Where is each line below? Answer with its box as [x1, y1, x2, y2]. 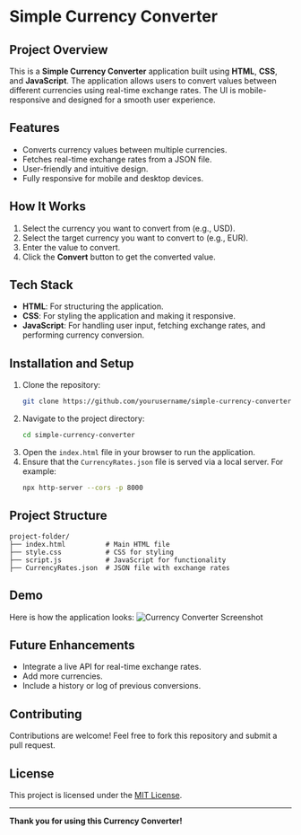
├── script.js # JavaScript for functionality [9, 555, 227, 565]
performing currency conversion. [21, 330, 145, 340]
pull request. [9, 740, 56, 751]
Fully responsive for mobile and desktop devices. [21, 172, 204, 183]
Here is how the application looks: [9, 611, 134, 622]
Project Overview [9, 42, 108, 57]
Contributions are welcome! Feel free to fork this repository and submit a [9, 730, 278, 742]
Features [9, 120, 60, 136]
